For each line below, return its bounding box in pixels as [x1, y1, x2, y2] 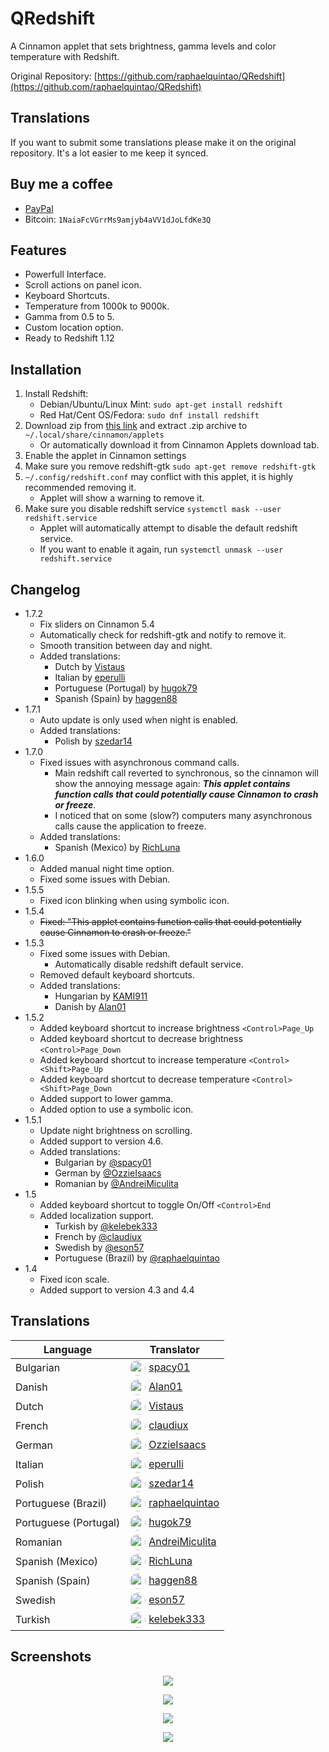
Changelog [10, 581, 81, 598]
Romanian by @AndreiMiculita [54, 1178, 179, 1189]
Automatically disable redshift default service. [54, 958, 244, 970]
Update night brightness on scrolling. [39, 1125, 193, 1136]
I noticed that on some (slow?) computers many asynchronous [54, 810, 313, 821]
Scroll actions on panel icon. [24, 279, 142, 291]
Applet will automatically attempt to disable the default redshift [39, 522, 298, 534]
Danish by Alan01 [54, 1001, 127, 1012]
